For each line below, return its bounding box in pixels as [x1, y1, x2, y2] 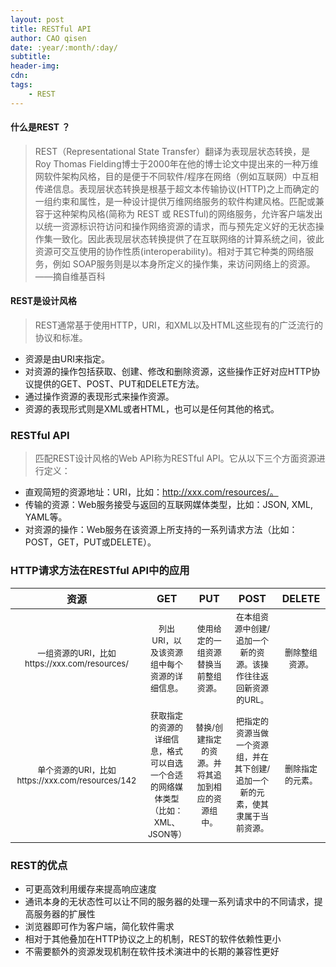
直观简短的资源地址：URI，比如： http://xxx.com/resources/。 [24, 486, 279, 498]
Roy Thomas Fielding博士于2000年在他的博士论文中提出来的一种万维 [34, 157, 319, 170]
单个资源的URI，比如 [37, 764, 117, 775]
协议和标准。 [34, 332, 88, 344]
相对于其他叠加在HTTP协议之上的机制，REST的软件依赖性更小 [24, 932, 282, 945]
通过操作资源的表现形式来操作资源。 [24, 391, 175, 403]
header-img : [10, 61, 60, 71]
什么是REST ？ [10, 121, 71, 133]
